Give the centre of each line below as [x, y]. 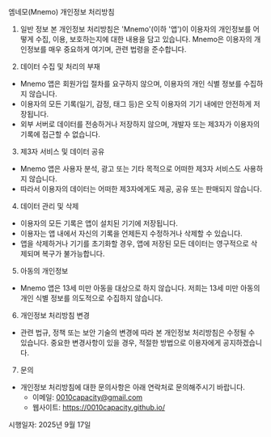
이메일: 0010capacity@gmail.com [87, 397]
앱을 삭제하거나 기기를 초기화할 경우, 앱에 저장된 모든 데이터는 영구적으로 [134, 244]
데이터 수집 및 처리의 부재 [60, 66]
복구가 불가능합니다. [73, 254]
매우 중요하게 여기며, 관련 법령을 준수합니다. [117, 49]
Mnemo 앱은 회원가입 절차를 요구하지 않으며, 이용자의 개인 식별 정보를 [131, 84]
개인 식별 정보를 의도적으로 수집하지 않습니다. [91, 298]
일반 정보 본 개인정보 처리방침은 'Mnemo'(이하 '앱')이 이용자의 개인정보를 [135, 29]
